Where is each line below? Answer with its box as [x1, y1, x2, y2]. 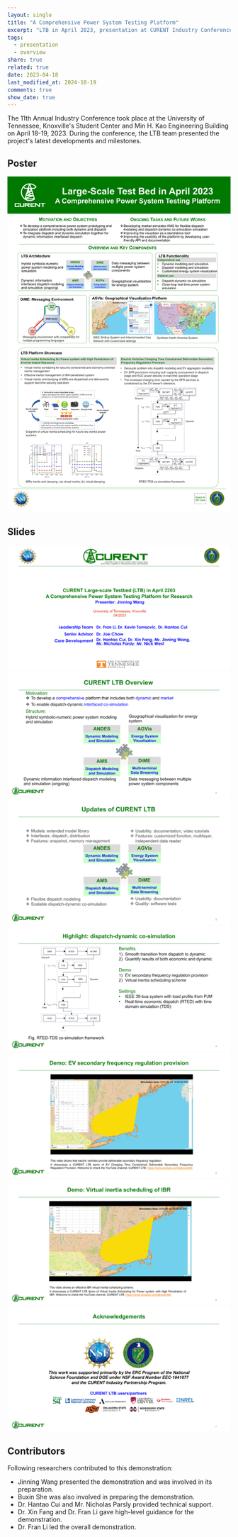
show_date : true [7, 94, 55, 101]
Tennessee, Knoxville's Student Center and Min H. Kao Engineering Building [7, 121, 229, 131]
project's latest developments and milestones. [7, 137, 142, 145]
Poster [7, 157, 38, 170]
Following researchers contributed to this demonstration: [7, 1464, 174, 1472]
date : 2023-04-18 [7, 71, 59, 78]
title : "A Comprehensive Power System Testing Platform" [7, 18, 179, 26]
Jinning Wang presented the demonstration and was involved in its [17, 1477, 212, 1486]
